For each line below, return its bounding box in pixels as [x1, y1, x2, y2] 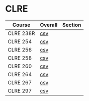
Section [62, 21, 81, 28]
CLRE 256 [8, 46, 32, 53]
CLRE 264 [8, 71, 32, 78]
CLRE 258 [8, 54, 32, 61]
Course [12, 21, 31, 28]
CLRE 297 [8, 87, 32, 94]
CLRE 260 [8, 63, 32, 70]
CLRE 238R [8, 30, 35, 37]
